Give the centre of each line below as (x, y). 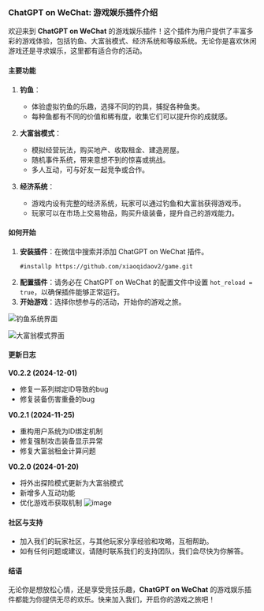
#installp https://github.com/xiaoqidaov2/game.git (106, 266)
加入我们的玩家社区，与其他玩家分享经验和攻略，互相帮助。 (116, 542)
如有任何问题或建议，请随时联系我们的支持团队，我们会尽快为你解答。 (134, 551)
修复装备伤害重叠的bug (57, 399)
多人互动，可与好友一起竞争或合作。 (90, 169)
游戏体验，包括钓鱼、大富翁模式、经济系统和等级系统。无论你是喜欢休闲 (139, 41)
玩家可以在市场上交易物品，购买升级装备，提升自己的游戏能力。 (135, 213)
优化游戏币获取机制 (51, 502)
